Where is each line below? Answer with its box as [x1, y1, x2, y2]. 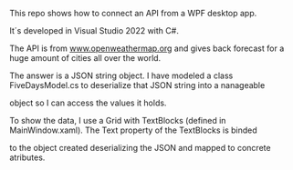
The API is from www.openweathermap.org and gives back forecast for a [9, 43, 285, 54]
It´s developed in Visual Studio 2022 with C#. [9, 25, 180, 35]
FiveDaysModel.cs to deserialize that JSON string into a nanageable [9, 80, 266, 90]
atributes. [9, 152, 46, 163]
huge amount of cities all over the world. [9, 53, 162, 63]
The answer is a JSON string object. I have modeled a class [9, 70, 234, 81]
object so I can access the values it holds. [9, 97, 167, 108]
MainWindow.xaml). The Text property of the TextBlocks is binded [9, 125, 257, 135]
